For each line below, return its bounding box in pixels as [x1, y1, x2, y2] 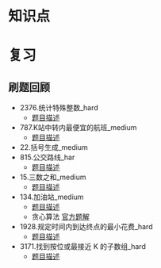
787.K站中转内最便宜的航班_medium [19, 123, 137, 132]
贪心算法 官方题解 [31, 212, 90, 222]
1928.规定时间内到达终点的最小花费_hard [19, 222, 153, 232]
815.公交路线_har [19, 152, 75, 163]
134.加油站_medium [19, 192, 85, 202]
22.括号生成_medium [19, 143, 89, 152]
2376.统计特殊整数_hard [19, 103, 99, 113]
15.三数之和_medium [19, 172, 86, 182]
